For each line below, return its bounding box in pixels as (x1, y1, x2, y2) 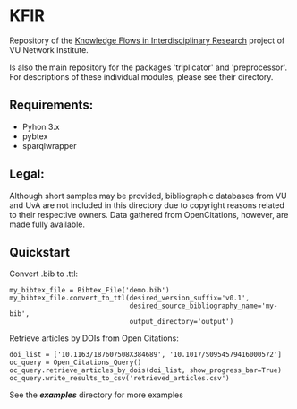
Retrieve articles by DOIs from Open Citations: (9, 333, 179, 344)
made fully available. (9, 219, 86, 230)
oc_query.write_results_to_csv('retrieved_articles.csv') (9, 374, 230, 383)
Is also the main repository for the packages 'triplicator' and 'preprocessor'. (9, 62, 288, 73)
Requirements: (9, 98, 94, 113)
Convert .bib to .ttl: (9, 268, 79, 279)
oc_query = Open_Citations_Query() (9, 358, 142, 368)
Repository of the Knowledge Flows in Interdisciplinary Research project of (9, 35, 285, 46)
